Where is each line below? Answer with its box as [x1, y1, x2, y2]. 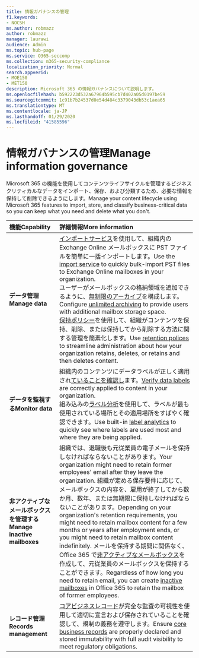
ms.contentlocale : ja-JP [6, 108, 68, 114]
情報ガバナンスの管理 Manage [6, 147, 151, 160]
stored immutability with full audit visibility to [59, 635, 183, 643]
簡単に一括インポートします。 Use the [70, 252, 175, 261]
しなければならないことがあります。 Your [59, 453, 173, 461]
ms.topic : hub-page [6, 48, 54, 53]
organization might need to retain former [59, 461, 172, 469]
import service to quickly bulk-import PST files [59, 260, 190, 268]
